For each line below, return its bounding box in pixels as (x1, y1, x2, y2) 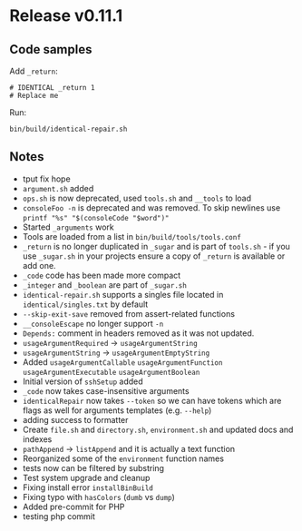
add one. (22, 260, 56, 270)
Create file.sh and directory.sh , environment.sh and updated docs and (22, 424, 294, 435)
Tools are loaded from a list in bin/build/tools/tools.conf (22, 231, 242, 241)
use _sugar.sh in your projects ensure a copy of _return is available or (22, 251, 286, 261)
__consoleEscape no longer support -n (22, 318, 164, 329)
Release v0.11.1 (9, 5, 123, 26)
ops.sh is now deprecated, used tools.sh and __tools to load (22, 192, 252, 203)
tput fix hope (22, 173, 71, 184)
